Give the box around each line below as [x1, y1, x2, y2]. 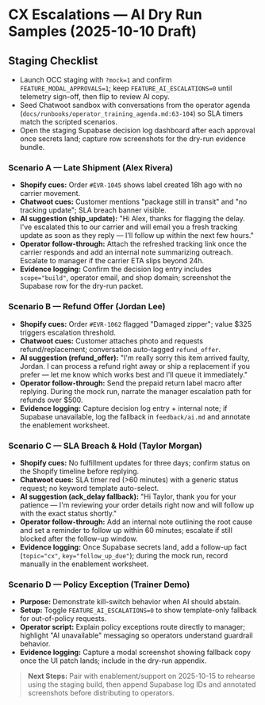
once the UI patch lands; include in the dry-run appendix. [19, 656, 207, 665]
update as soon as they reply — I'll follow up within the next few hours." [19, 231, 254, 240]
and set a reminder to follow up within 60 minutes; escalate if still [19, 525, 232, 534]
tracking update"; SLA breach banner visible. [19, 205, 167, 215]
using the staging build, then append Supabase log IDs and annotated [27, 680, 256, 689]
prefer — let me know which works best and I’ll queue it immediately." [19, 370, 248, 379]
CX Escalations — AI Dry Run [8, 6, 202, 24]
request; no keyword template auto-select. [19, 483, 159, 492]
